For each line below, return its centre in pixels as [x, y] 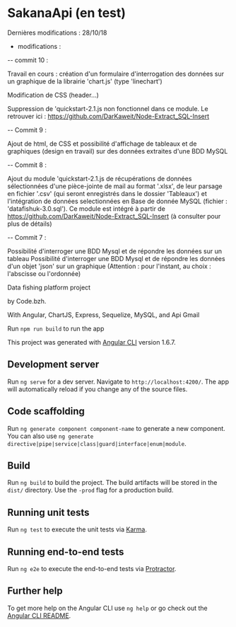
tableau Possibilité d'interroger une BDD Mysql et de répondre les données [116, 258]
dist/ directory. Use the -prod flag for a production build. [90, 490]
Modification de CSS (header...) [53, 95]
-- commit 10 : [28, 60]
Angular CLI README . [39, 615]
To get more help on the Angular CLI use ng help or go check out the [107, 608]
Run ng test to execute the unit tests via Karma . [77, 529]
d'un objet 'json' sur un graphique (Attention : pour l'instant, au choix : [110, 266]
